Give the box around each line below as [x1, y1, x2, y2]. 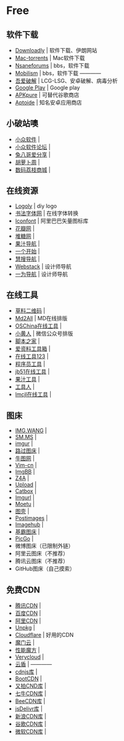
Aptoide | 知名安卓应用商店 [15, 99, 82, 106]
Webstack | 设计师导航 [15, 262, 71, 270]
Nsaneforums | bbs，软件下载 [15, 62, 90, 69]
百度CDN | [15, 609, 41, 617]
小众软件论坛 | [15, 143, 51, 150]
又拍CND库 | [15, 683, 47, 690]
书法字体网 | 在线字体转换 [15, 209, 79, 217]
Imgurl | [15, 494, 35, 501]
